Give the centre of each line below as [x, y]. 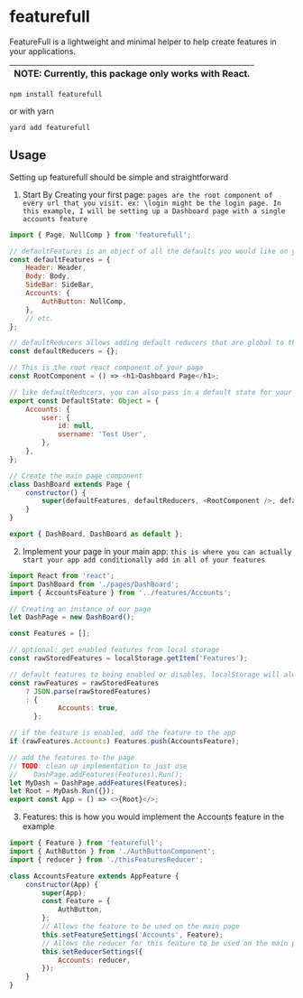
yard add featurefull [50, 127]
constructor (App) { [62, 884]
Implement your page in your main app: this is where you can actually [157, 551]
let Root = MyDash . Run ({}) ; [62, 791]
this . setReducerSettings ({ [92, 951]
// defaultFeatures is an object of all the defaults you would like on [149, 251]
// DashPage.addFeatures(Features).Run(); [96, 774]
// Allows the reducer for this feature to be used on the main [165, 943]
